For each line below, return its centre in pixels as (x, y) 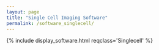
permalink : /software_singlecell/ (50, 23)
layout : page (23, 12)
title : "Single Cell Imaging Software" (57, 18)
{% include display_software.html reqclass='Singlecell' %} (79, 41)
